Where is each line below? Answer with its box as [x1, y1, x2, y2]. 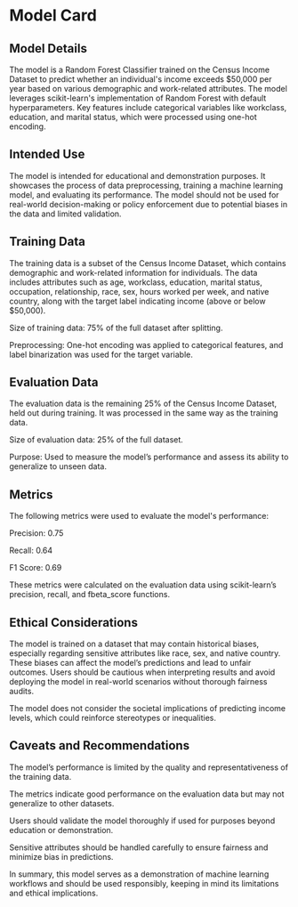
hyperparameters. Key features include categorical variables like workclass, [9, 102, 287, 112]
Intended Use [9, 147, 85, 162]
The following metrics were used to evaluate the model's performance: [9, 511, 270, 522]
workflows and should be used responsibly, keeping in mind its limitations [9, 878, 279, 888]
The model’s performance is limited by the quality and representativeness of [9, 762, 289, 773]
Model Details [9, 41, 87, 56]
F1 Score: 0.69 [9, 563, 62, 573]
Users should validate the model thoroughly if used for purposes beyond [9, 815, 276, 826]
